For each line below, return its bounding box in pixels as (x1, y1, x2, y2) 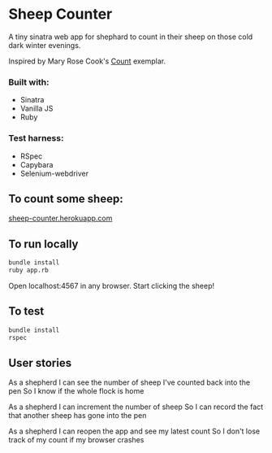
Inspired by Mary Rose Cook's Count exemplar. (8, 56, 166, 66)
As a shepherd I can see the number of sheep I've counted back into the (8, 377, 250, 387)
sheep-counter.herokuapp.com (8, 213, 113, 224)
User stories (8, 355, 71, 370)
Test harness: (8, 133, 64, 144)
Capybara (19, 159, 54, 169)
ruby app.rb (8, 266, 49, 275)
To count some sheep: (8, 192, 123, 206)
